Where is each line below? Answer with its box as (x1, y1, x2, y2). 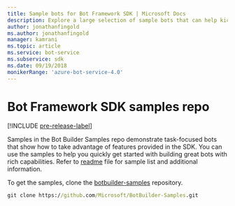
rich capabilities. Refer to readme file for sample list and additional (7, 158, 198, 166)
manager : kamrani (7, 36, 58, 43)
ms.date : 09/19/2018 (7, 62, 68, 69)
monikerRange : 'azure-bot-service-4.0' (7, 68, 124, 75)
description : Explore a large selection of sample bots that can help (7, 17, 218, 24)
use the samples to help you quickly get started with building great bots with (7, 150, 227, 159)
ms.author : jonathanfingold (7, 29, 90, 37)
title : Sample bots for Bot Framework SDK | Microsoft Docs (7, 10, 187, 17)
